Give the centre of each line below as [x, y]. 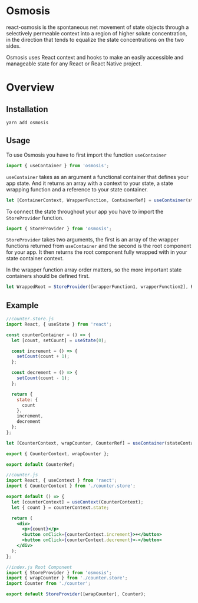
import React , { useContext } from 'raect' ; [62, 481]
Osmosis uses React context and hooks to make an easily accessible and [95, 57]
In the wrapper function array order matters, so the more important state [94, 270]
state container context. [35, 259]
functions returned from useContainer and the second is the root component [99, 246]
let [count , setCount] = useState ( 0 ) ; [59, 340]
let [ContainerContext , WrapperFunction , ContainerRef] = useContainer [96, 200]
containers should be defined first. [48, 276]
